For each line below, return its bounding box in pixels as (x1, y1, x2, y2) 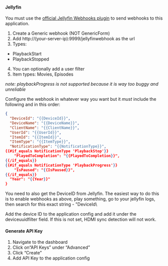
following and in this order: (5, 101, 61, 108)
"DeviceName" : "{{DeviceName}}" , (10, 120, 80, 125)
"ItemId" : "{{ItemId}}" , (10, 135, 62, 140)
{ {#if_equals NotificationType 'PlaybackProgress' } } (5, 163, 118, 168)
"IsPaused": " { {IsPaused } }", (14, 167, 75, 172)
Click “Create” (12, 250, 42, 256)
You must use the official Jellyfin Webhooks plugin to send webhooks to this (5, 15, 163, 21)
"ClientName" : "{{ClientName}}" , (10, 125, 80, 130)
